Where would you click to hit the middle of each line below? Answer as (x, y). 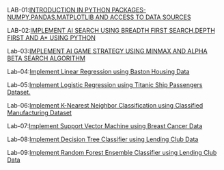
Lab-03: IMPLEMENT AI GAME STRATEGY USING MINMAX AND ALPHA (107, 51)
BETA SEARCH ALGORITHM (46, 58)
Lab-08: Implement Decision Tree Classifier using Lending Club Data (103, 139)
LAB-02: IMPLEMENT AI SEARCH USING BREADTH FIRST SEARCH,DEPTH (111, 31)
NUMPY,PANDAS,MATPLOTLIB (51, 17)
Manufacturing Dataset (39, 113)
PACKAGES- (129, 10)
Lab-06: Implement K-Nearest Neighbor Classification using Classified (105, 105)
